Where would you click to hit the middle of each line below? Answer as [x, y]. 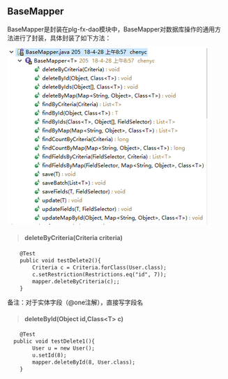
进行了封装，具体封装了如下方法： [62, 38]
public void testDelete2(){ [60, 261]
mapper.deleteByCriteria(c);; [76, 282]
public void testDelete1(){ [54, 341]
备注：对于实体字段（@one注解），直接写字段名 [75, 302]
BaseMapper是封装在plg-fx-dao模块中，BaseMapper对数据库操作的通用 [111, 29]
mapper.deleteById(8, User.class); [84, 362]
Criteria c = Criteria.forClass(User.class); [100, 268]
